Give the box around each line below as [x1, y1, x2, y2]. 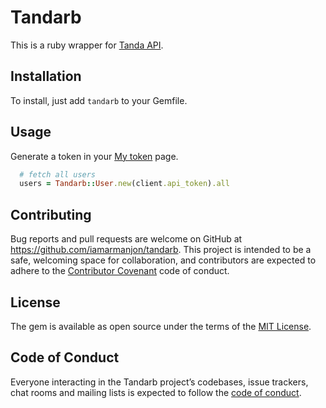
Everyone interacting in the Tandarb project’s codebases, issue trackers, [10, 376, 309, 388]
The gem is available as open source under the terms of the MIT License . [10, 320, 312, 332]
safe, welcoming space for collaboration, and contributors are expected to [10, 254, 317, 266]
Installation [10, 68, 82, 85]
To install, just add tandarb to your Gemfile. [10, 94, 188, 106]
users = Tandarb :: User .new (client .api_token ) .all [19, 179, 230, 189]
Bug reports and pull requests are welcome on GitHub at [10, 233, 243, 245]
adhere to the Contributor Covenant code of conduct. [10, 265, 230, 277]
